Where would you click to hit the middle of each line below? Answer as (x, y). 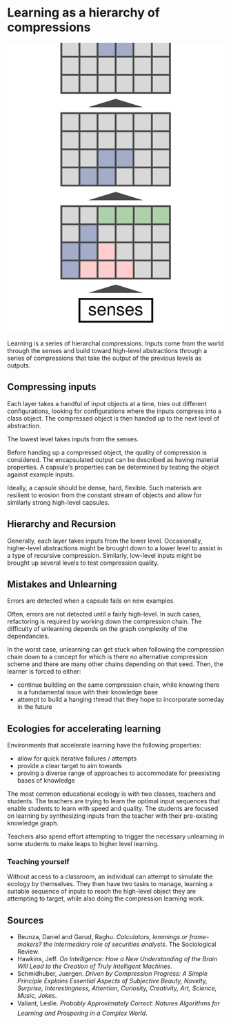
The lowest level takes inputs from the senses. (73, 439)
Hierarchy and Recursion (61, 524)
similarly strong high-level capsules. (59, 502)
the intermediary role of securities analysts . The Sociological (130, 944)
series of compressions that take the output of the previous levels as (104, 358)
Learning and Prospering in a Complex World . (82, 1013)
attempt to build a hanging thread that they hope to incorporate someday (121, 700)
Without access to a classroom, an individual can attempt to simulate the (110, 876)
